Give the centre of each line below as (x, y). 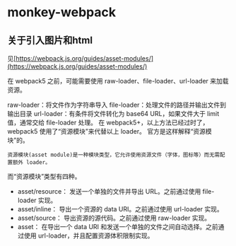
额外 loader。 (31, 163)
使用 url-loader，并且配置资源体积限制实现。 (89, 235)
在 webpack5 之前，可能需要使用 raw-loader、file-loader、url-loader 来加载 (118, 81)
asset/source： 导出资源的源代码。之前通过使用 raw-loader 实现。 (114, 218)
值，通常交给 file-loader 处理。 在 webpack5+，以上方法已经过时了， (108, 122)
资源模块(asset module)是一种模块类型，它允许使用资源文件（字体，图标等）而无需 (114, 155)
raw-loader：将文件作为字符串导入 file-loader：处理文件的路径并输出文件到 (117, 105)
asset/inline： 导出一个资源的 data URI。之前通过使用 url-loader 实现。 (120, 209)
